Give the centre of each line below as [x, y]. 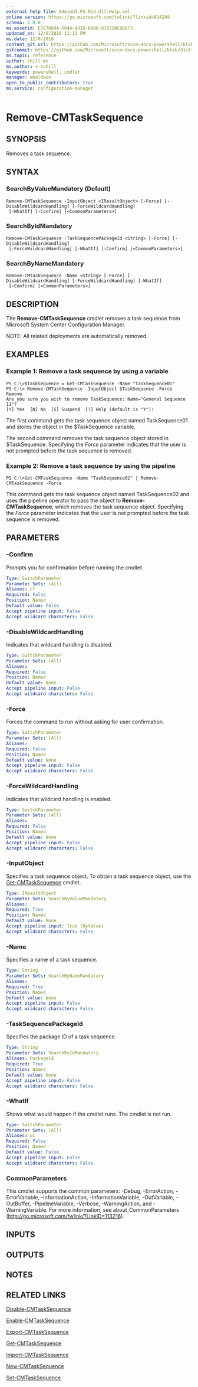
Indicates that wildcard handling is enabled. [59, 799]
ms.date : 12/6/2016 [30, 39]
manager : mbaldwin [29, 77]
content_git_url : [27, 45]
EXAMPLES [27, 355]
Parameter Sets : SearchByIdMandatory [52, 1053]
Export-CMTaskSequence [37, 1332]
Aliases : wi [21, 1136]
